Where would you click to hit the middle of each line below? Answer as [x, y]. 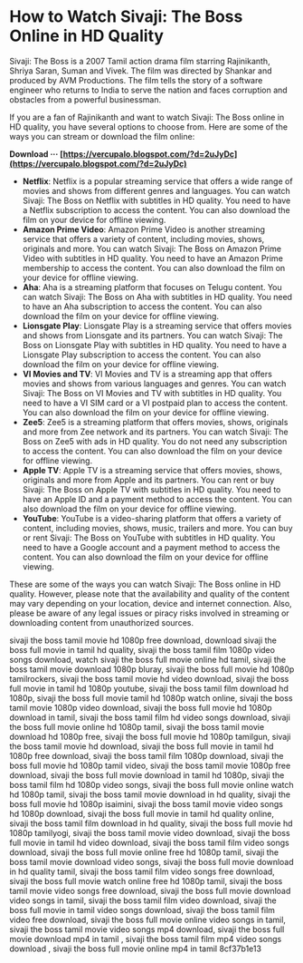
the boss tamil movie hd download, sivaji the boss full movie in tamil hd [142, 746]
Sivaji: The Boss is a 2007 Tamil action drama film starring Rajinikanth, [140, 61]
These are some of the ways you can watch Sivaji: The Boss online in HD [145, 584]
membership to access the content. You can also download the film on [154, 267]
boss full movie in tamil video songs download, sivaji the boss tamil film [142, 909]
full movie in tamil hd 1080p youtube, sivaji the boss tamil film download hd [149, 688]
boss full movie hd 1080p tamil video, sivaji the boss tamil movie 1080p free [150, 765]
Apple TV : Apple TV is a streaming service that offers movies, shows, [152, 470]
